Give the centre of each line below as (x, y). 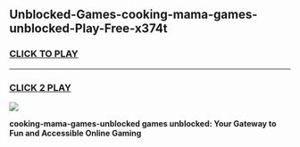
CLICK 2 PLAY (40, 87)
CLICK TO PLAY (44, 54)
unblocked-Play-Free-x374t (88, 29)
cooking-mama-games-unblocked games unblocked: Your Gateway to (143, 123)
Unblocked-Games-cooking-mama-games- (133, 15)
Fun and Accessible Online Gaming (75, 133)
